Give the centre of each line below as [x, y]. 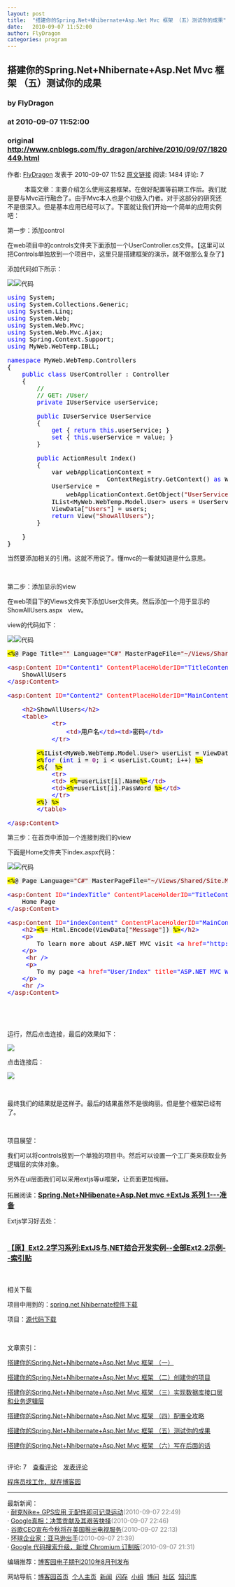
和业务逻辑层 [26, 1401]
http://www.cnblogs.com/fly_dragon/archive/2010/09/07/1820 [117, 150]
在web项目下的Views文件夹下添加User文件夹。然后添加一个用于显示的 [108, 601]
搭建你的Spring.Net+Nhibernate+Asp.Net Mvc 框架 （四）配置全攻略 [106, 1416]
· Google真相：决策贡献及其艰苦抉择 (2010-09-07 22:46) [88, 1521]
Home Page [39, 902]
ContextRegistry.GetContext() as [164, 479]
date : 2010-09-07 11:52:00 [50, 27]
